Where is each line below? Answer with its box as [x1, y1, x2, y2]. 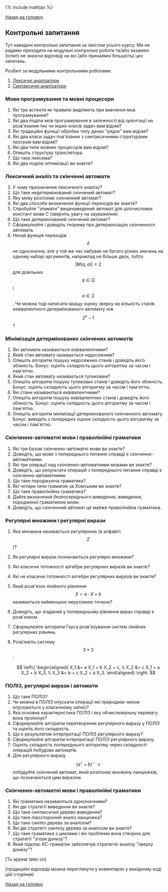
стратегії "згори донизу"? [12, 836, 68, 842]
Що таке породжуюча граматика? [12, 478, 86, 484]
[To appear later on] [5, 856, 47, 862]
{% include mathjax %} [5, 5, 53, 10]
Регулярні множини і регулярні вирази [5, 517, 106, 524]
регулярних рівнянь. [12, 629, 57, 635]
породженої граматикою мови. [12, 499, 80, 505]
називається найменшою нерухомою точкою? [12, 599, 113, 605]
